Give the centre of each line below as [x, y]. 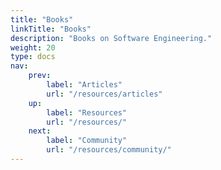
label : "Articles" [84, 85]
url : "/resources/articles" [104, 94]
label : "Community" [87, 141]
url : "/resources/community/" [109, 150]
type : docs [33, 57]
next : [40, 131]
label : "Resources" [87, 112]
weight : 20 [33, 47]
